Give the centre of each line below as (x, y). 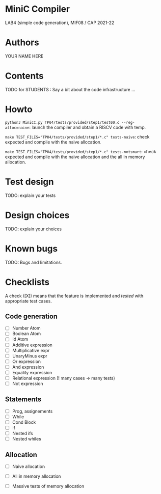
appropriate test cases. (28, 301)
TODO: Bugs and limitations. (34, 262)
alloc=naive (17, 128)
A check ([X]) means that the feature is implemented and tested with (74, 296)
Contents (25, 76)
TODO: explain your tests (30, 195)
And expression (28, 367)
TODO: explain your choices (34, 229)
